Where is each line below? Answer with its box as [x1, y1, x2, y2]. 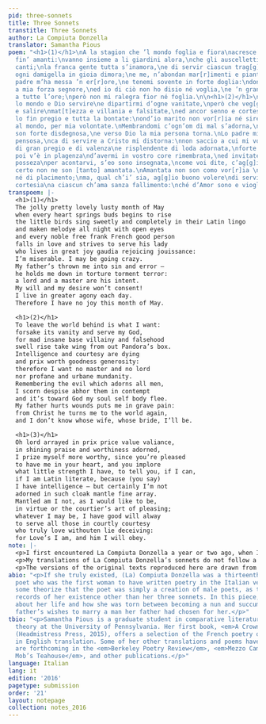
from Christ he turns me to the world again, [15, 409, 169, 417]
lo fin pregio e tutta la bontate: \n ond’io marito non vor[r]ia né [15, 115, 243, 123]
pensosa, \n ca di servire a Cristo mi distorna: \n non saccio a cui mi [15, 136, 249, 145]
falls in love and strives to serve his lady [15, 240, 169, 248]
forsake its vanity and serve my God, [15, 328, 144, 336]
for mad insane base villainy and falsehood [15, 335, 165, 343]
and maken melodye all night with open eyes [15, 225, 165, 234]
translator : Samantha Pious [8, 41, 101, 49]
